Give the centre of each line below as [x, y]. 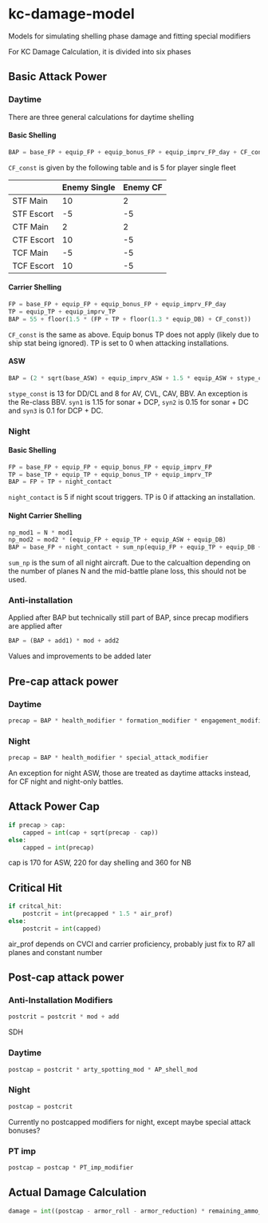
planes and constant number [55, 952]
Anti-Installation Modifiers [61, 1001]
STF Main [30, 201]
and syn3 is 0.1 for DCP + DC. [56, 410]
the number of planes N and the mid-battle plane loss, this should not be [128, 571]
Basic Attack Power [58, 77]
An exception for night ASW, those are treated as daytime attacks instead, [130, 773]
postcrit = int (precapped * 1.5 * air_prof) [98, 914]
